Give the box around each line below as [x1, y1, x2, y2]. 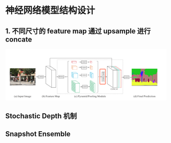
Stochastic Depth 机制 [5, 112, 77, 120]
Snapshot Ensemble [5, 129, 71, 138]
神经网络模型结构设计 [5, 5, 96, 16]
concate [5, 35, 32, 44]
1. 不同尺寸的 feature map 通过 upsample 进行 [5, 27, 151, 35]
